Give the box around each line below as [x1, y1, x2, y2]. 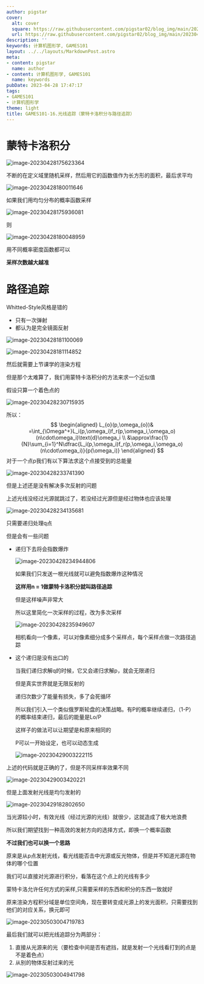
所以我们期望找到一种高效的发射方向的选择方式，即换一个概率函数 [6, 826, 171, 834]
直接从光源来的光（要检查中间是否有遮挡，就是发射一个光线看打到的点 [15, 944, 191, 951]
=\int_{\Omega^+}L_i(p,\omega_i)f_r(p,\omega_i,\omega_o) [28, 428, 176, 435]
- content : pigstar [6, 60, 56, 66]
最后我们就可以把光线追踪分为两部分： [6, 931, 102, 938]
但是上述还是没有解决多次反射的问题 [6, 482, 97, 490]
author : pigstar [6, 9, 47, 15]
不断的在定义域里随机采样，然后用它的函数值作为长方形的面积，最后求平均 [6, 172, 192, 179]
